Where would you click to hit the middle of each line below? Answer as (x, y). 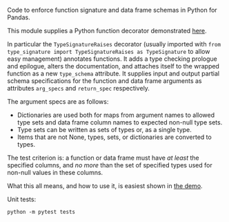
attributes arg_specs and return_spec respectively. (79, 88)
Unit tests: (22, 199)
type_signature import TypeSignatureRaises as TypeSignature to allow (109, 52)
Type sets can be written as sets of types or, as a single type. (104, 130)
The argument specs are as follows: (58, 102)
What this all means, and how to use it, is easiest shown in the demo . (105, 186)
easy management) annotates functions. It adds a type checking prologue (112, 59)
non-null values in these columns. (55, 173)
